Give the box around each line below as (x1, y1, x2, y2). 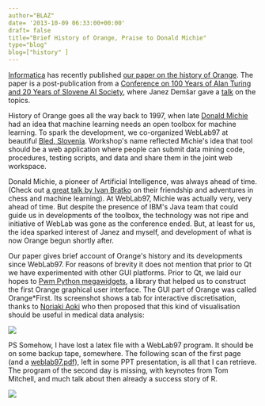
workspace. (8, 162, 47, 170)
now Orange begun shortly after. (8, 236, 115, 245)
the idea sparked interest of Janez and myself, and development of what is (8, 228, 252, 236)
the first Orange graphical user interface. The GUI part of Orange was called (8, 285, 257, 294)
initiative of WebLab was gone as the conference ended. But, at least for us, (8, 219, 256, 228)
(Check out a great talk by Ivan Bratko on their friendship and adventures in (8, 186, 254, 194)
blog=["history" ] (8, 48, 69, 56)
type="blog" (8, 41, 47, 49)
